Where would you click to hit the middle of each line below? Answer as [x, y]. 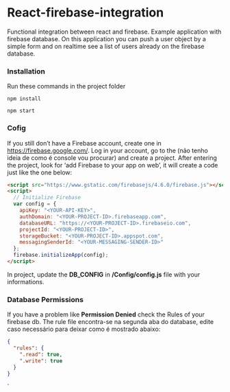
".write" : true [41, 361]
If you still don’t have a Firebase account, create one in [85, 143]
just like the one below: [40, 172]
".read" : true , [41, 354]
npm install [24, 99]
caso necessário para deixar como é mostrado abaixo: [84, 329]
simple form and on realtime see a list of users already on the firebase [106, 46]
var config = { [35, 204]
